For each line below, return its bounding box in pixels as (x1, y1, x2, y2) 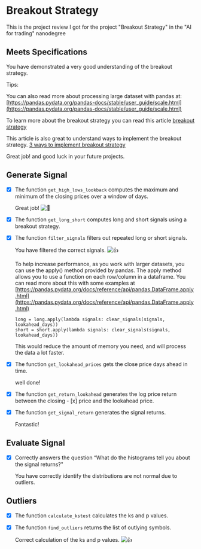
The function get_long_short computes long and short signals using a (14, 216, 187, 223)
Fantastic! (14, 420, 39, 428)
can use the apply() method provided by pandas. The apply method (14, 267, 182, 274)
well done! (14, 379, 41, 386)
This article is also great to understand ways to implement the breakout (6, 135, 182, 142)
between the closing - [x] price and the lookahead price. (14, 397, 154, 404)
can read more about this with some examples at (14, 279, 136, 286)
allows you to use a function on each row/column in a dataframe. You (14, 273, 186, 280)
